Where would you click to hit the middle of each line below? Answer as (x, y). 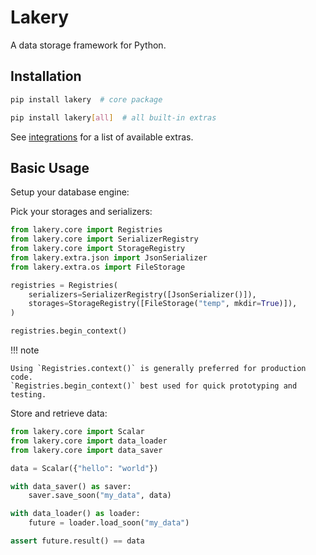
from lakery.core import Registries (86, 230)
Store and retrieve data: (59, 413)
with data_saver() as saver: (71, 486)
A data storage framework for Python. (88, 45)
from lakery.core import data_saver (86, 450)
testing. (28, 395)
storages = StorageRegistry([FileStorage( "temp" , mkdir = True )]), (163, 304)
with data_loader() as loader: (75, 514)
